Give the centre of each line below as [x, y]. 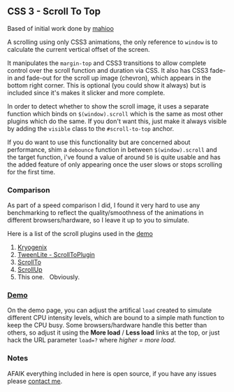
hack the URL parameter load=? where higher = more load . [92, 340]
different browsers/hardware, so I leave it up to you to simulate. [98, 220]
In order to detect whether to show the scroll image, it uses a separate [108, 106]
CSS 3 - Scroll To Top [54, 12]
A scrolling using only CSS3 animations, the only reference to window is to [112, 42]
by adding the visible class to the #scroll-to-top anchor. [91, 128]
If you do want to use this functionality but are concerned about [99, 142]
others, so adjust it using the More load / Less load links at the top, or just [114, 332]
